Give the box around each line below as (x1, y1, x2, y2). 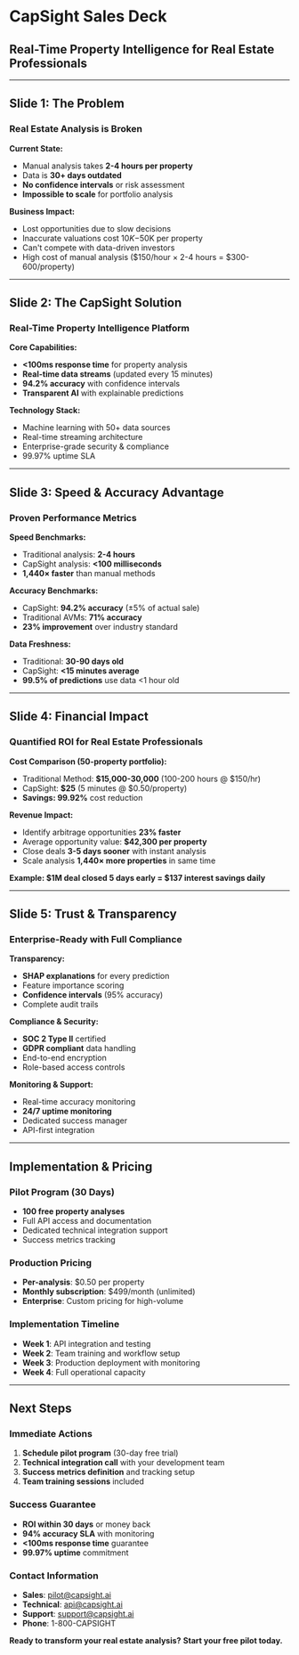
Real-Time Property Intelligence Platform (9, 322, 190, 334)
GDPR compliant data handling (21, 1043, 136, 1054)
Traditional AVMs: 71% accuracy (21, 612, 142, 623)
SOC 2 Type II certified (21, 1033, 107, 1044)
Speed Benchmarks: (9, 532, 86, 542)
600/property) (21, 261, 76, 272)
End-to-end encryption (21, 1053, 107, 1064)
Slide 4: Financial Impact (9, 709, 149, 724)
